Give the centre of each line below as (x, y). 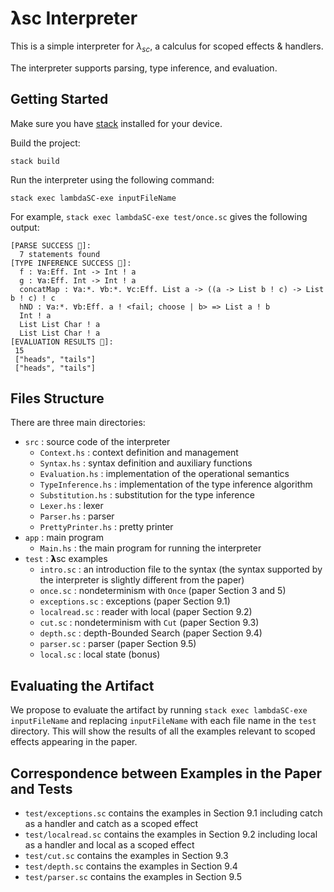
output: (25, 227)
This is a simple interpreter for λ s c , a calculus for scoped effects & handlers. (167, 47)
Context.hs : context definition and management (139, 453)
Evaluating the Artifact (82, 685)
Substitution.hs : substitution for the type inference (147, 495)
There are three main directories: (78, 423)
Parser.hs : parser (77, 516)
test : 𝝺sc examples (66, 559)
